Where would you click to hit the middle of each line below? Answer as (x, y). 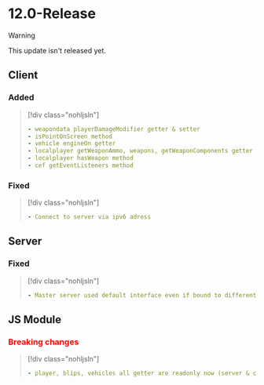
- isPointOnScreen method (70, 136)
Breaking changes (44, 342)
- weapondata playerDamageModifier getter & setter (114, 129)
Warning (22, 35)
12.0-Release (52, 14)
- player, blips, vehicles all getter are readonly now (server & (138, 373)
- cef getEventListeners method (80, 165)
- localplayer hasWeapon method (80, 158)
